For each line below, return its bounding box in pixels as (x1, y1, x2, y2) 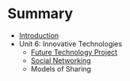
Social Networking (30, 56, 92, 65)
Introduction (18, 31, 59, 40)
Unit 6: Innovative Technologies (18, 39, 123, 48)
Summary (7, 5, 73, 23)
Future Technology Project (30, 47, 118, 57)
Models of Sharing (30, 64, 92, 73)
